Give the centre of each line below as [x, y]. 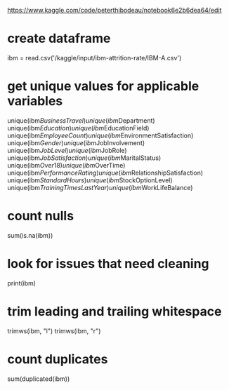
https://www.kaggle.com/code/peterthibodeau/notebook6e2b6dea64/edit [115, 10]
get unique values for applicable [103, 86]
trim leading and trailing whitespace [115, 311]
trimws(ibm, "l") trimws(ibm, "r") [54, 331]
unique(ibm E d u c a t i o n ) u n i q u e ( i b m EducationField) [78, 128]
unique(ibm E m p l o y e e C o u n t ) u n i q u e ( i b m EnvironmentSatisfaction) [100, 135]
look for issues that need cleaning [108, 264]
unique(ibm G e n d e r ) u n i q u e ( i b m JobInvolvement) [76, 142]
